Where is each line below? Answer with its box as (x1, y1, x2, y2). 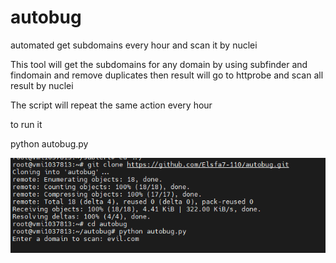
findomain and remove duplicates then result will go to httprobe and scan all (10, 69, 324, 81)
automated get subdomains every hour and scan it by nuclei (10, 39, 258, 51)
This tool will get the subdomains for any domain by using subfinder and (10, 58, 308, 70)
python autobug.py (10, 137, 89, 150)
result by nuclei (10, 79, 74, 91)
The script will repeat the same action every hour (10, 99, 213, 111)
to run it (10, 118, 43, 130)
